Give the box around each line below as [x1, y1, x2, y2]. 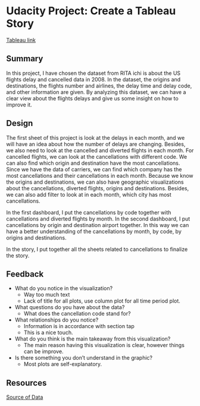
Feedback [6, 269, 44, 279]
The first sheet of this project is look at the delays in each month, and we [6, 134, 185, 141]
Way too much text [23, 291, 70, 298]
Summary [6, 53, 43, 64]
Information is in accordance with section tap [23, 323, 135, 330]
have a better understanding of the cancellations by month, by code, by [6, 228, 182, 235]
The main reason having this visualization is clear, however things [23, 342, 185, 349]
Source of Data [6, 394, 43, 401]
